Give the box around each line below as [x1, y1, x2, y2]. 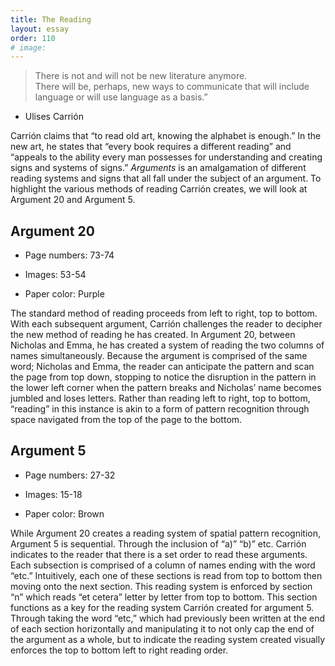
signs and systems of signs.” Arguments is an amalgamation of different [10, 162, 307, 174]
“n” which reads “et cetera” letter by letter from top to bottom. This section [10, 591, 318, 603]
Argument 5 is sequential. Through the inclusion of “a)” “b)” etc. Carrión [10, 537, 307, 550]
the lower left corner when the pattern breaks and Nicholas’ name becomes [10, 382, 322, 394]
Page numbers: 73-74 [24, 249, 115, 261]
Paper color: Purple [24, 288, 105, 300]
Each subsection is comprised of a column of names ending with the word [10, 559, 316, 571]
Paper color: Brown [24, 507, 105, 520]
